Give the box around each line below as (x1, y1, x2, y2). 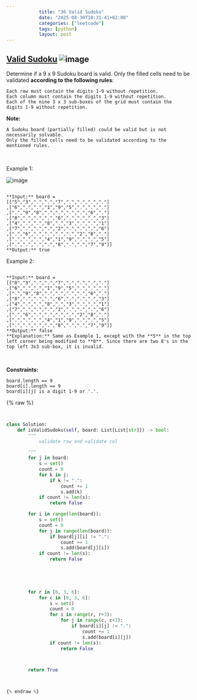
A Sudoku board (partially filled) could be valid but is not (6, 126, 167, 132)
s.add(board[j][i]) (60, 545, 110, 551)
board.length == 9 (6, 378, 53, 384)
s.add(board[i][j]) (82, 634, 132, 641)
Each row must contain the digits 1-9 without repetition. (6, 88, 159, 94)
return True (28, 667, 59, 673)
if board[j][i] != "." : (49, 534, 110, 540)
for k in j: (38, 472, 69, 478)
